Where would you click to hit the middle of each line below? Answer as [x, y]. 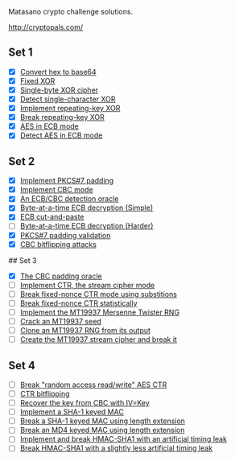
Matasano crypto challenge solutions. [71, 12]
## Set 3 [23, 260]
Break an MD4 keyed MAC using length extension [102, 430]
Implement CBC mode [57, 190]
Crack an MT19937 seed [61, 321]
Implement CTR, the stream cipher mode [87, 285]
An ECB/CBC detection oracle [69, 199]
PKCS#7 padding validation [65, 235]
